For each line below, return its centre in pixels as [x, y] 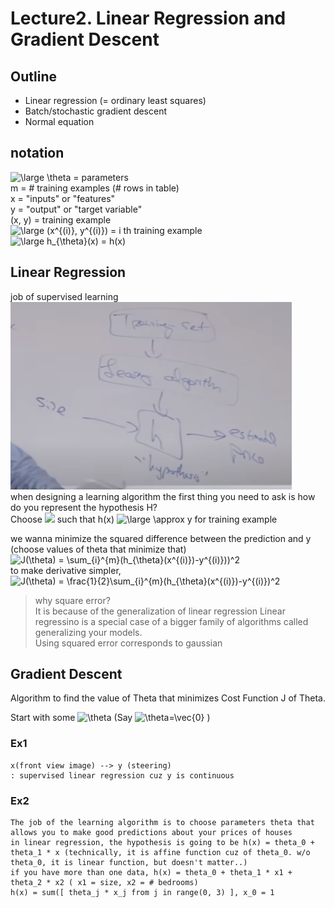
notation [37, 153]
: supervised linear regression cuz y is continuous [122, 775]
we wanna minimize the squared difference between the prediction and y [161, 538]
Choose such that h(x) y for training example [144, 519]
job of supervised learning [64, 296]
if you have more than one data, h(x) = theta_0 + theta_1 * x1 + [151, 873]
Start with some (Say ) [110, 718]
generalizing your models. [88, 632]
